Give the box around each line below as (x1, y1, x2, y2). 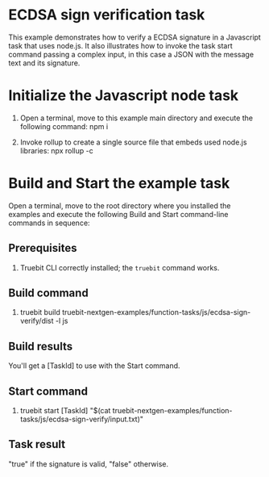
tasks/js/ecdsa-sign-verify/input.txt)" (19, 414, 143, 425)
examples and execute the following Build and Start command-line (8, 209, 229, 219)
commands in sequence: (8, 218, 90, 228)
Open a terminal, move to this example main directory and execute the (19, 113, 254, 123)
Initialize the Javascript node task (8, 86, 239, 105)
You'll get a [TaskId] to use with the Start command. (8, 361, 180, 370)
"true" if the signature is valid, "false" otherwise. (8, 458, 169, 469)
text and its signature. (8, 58, 81, 68)
